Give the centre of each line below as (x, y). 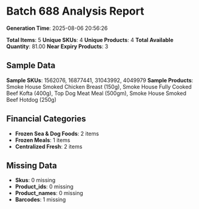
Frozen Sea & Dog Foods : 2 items (57, 133)
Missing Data (32, 165)
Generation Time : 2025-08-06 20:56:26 (57, 28)
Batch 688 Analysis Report (75, 11)
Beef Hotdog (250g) (31, 99)
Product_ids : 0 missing (44, 186)
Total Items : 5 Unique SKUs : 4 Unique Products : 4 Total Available (90, 40)
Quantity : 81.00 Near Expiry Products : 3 (57, 46)
